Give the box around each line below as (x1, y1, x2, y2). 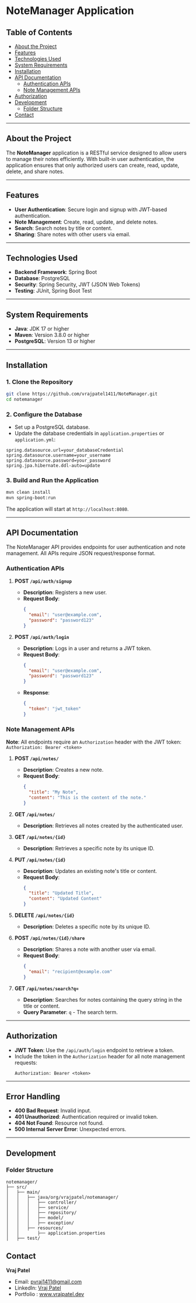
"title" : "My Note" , (28, 789, 79, 795)
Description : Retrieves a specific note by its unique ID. (23, 844, 155, 852)
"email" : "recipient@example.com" (28, 968, 113, 975)
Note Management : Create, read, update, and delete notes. (14, 218, 158, 225)
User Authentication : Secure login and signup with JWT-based (14, 206, 167, 213)
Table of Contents (6, 27, 73, 37)
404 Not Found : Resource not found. (14, 1119, 104, 1127)
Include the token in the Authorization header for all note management (14, 1053, 185, 1060)
